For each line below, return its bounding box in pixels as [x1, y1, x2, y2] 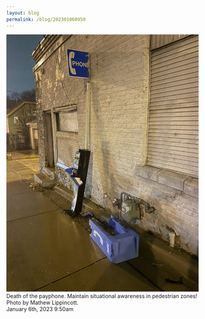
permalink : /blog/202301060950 [6, 16, 86, 23]
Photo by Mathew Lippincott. [6, 299, 79, 306]
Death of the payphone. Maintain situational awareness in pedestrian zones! [6, 292, 198, 299]
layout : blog [6, 10, 40, 16]
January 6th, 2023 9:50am [6, 305, 74, 312]
